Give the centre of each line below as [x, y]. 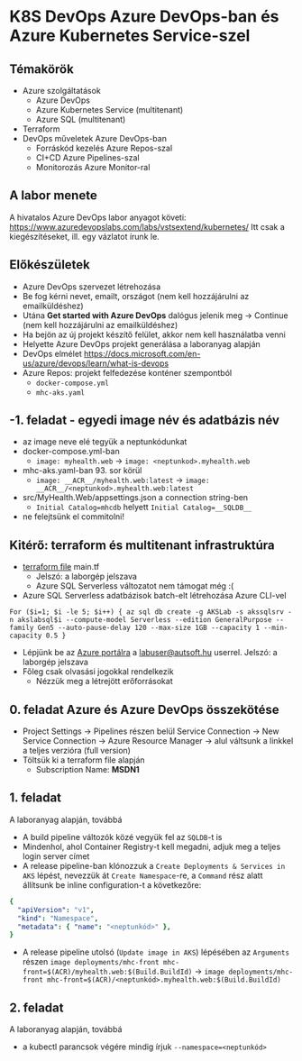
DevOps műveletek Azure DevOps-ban [94, 138]
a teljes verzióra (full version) [76, 751]
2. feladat [37, 1007]
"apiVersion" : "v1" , [56, 910]
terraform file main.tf [61, 567]
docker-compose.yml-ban [71, 452]
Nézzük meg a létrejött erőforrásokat [104, 681]
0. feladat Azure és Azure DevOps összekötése [144, 709]
